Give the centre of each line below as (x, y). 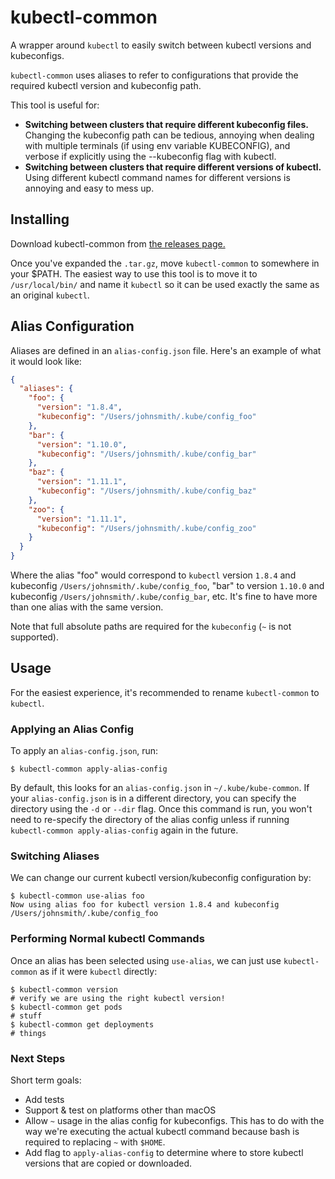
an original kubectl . (50, 295)
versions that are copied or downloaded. (108, 1163)
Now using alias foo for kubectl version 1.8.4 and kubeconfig (145, 905)
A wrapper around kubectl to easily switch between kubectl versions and (161, 45)
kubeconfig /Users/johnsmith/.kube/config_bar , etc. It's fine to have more (164, 597)
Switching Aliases (55, 856)
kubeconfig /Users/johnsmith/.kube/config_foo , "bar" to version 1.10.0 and (167, 586)
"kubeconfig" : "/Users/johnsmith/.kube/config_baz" (146, 491)
